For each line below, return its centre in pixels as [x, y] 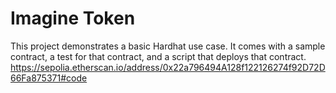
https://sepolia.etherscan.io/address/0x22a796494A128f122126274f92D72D [168, 67]
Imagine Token [73, 18]
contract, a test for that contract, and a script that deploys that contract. [158, 56]
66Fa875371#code [49, 78]
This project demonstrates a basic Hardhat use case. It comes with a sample [168, 46]
